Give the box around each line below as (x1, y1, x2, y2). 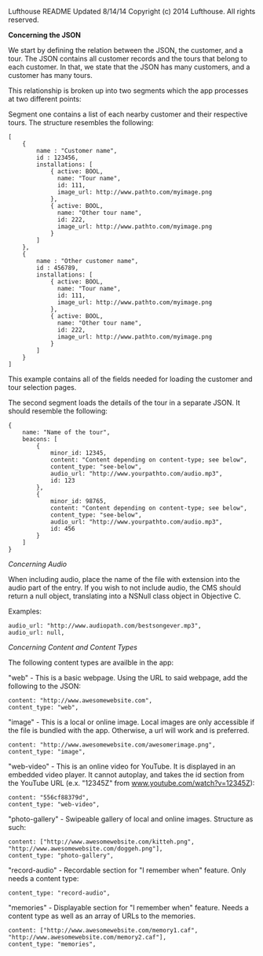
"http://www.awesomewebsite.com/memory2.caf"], (8, 933, 167, 941)
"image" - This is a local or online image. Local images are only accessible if (8, 717, 255, 727)
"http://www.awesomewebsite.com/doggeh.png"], (8, 845, 163, 853)
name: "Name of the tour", (22, 428, 111, 436)
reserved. (8, 15, 39, 24)
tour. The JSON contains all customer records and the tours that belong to (8, 54, 248, 63)
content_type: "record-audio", (8, 889, 111, 897)
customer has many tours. (8, 71, 93, 80)
